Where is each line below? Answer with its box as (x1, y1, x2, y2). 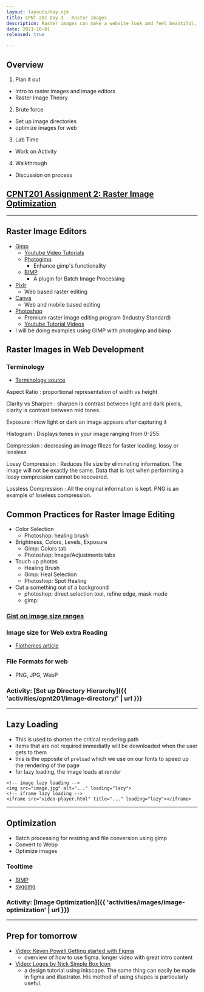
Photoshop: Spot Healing (24, 577, 87, 585)
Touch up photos (15, 558, 58, 565)
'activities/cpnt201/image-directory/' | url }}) (6, 694, 143, 702)
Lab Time (15, 135, 39, 143)
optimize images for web (15, 124, 77, 131)
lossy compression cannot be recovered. (6, 473, 109, 480)
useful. (24, 979, 42, 987)
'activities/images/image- (106, 897, 185, 906)
